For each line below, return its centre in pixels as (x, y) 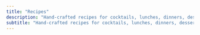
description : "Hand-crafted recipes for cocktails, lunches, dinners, (96, 17)
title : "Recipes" (28, 12)
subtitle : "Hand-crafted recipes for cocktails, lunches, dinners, (92, 23)
